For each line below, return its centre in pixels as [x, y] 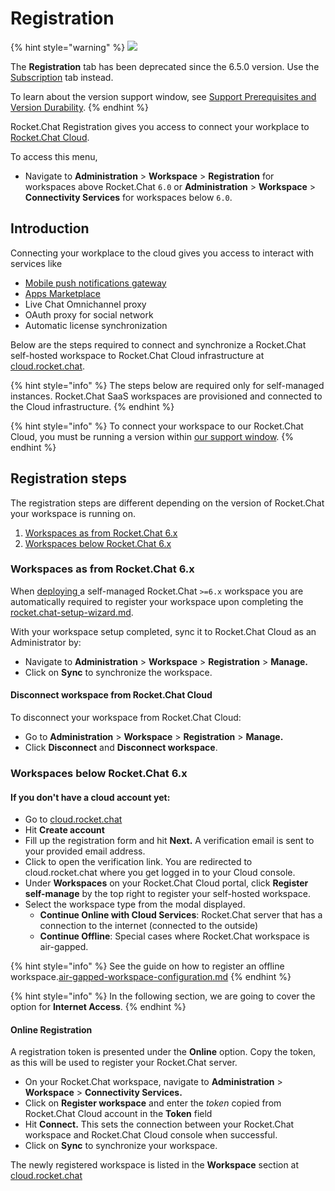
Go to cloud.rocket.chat [73, 819]
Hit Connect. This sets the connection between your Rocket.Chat [159, 1124]
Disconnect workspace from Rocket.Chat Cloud [111, 695]
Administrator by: [46, 642]
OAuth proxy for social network [89, 314]
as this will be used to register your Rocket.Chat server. [124, 1063]
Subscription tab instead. [62, 77]
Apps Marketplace [63, 293]
